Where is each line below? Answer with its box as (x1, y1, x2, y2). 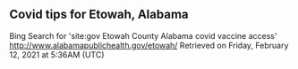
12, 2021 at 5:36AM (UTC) (9, 49, 105, 60)
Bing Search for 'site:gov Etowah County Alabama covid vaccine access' (9, 30, 277, 41)
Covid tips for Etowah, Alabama (9, 7, 189, 22)
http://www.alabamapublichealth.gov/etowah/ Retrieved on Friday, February (9, 40, 289, 50)
